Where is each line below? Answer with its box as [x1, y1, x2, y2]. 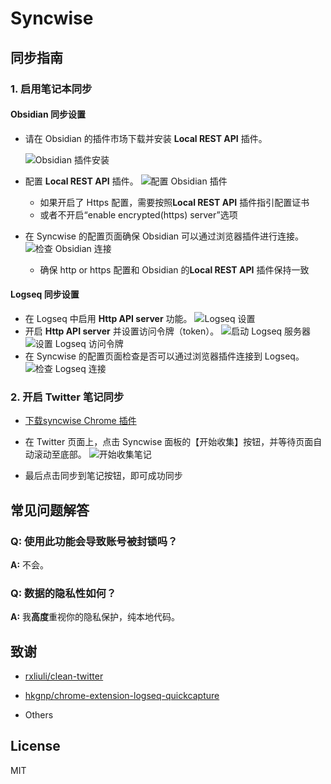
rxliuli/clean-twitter [24, 670, 104, 682]
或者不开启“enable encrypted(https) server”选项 [39, 208, 238, 221]
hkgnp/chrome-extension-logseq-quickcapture [24, 690, 220, 701]
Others [24, 709, 54, 721]
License [10, 738, 61, 755]
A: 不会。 [10, 558, 50, 571]
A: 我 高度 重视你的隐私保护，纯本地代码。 [10, 611, 181, 623]
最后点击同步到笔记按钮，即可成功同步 [24, 470, 183, 482]
